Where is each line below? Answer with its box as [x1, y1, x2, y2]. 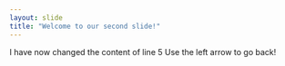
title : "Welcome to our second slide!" [9, 22, 161, 31]
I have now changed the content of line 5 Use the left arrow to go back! [9, 46, 277, 57]
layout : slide [9, 13, 64, 23]
